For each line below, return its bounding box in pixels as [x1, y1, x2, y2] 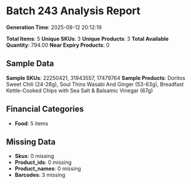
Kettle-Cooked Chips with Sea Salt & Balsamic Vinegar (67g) [6, 87, 153, 94]
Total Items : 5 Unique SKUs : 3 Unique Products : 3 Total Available [6, 35, 169, 42]
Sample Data [6, 59, 54, 69]
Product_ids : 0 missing [14, 159, 72, 166]
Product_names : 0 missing [14, 165, 82, 172]
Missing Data [6, 137, 56, 147]
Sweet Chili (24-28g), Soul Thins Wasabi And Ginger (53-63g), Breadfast [6, 80, 184, 88]
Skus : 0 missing [14, 153, 54, 160]
